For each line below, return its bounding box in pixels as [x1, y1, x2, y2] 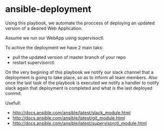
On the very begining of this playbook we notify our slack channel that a [5, 69, 154, 75]
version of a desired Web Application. [5, 25, 82, 31]
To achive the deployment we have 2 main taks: [5, 44, 103, 50]
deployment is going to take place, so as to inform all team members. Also [5, 74, 157, 80]
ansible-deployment [5, 3, 91, 15]
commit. [5, 90, 22, 96]
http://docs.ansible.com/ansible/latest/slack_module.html [12, 110, 131, 116]
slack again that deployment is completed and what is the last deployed [5, 85, 152, 91]
